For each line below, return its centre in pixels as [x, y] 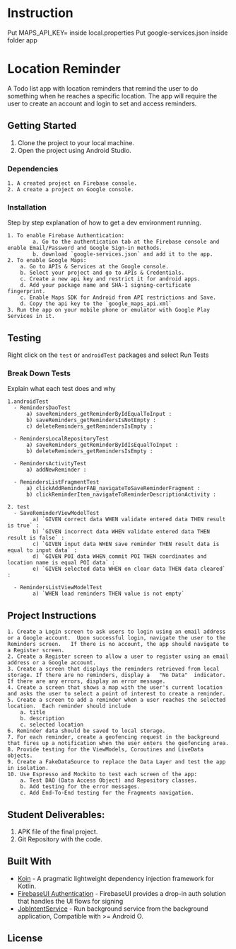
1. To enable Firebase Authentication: [66, 236]
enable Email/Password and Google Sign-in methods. [85, 248]
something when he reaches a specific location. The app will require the [112, 96]
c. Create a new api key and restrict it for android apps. [110, 279]
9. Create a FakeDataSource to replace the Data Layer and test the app [117, 762]
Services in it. [31, 317]
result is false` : [36, 538]
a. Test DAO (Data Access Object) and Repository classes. [109, 780]
